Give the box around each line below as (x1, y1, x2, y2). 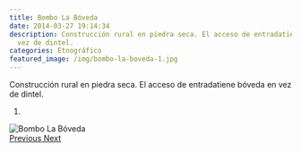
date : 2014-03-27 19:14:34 (9, 21, 110, 30)
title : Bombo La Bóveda (9, 13, 99, 22)
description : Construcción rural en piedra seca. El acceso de (9, 30, 251, 38)
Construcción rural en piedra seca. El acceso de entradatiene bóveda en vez (9, 80, 292, 89)
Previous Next (9, 133, 62, 143)
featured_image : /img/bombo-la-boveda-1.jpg (9, 55, 178, 63)
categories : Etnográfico (9, 46, 102, 55)
